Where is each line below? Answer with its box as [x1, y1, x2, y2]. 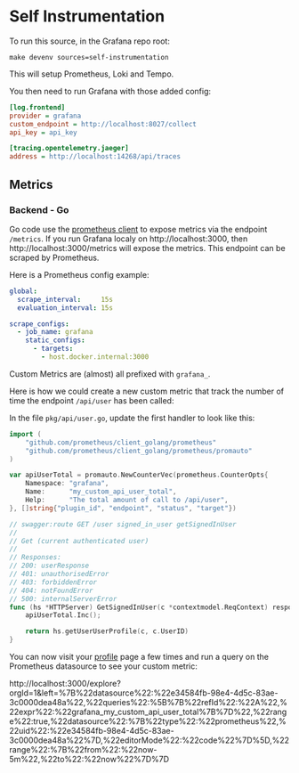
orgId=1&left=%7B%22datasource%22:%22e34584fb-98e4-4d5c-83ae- [9, 688, 279, 698]
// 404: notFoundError [9, 586, 93, 595]
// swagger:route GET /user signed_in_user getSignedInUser [9, 519, 238, 529]
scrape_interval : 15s [17, 295, 114, 304]
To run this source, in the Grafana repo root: [9, 36, 171, 46]
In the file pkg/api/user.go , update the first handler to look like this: [9, 412, 255, 423]
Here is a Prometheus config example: [9, 269, 149, 280]
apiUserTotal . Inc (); [25, 611, 101, 620]
